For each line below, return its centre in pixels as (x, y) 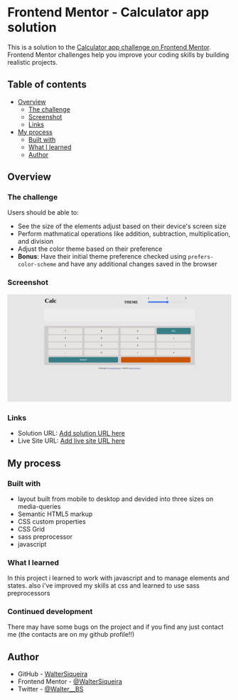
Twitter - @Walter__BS (50, 689)
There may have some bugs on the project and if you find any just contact (115, 627)
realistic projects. (33, 62)
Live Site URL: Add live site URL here (71, 441)
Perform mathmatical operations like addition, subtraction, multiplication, (124, 234)
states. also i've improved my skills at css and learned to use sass (104, 586)
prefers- (201, 257)
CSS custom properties (52, 521)
